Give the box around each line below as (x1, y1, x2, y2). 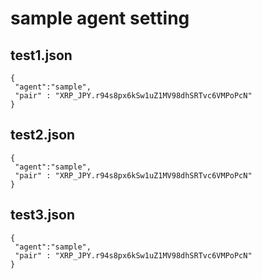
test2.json (10, 127, 76, 144)
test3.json (10, 207, 75, 224)
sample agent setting (10, 7, 190, 30)
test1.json (10, 47, 73, 64)
